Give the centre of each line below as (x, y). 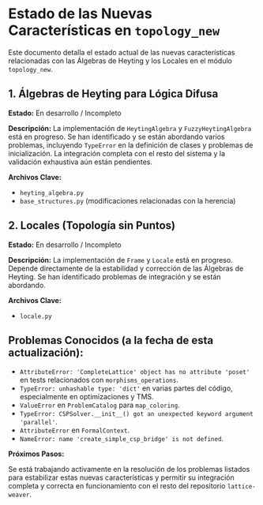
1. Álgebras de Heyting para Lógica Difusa (113, 94)
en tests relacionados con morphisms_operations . (99, 380)
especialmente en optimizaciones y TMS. (86, 397)
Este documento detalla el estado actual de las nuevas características (122, 52)
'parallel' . (38, 422)
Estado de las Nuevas (80, 14)
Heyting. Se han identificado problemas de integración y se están (115, 276)
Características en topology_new (114, 30)
